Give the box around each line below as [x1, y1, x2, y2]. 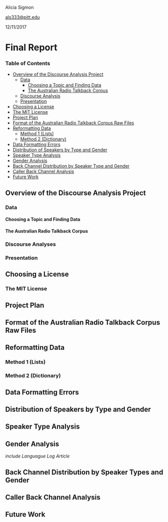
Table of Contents [5, 60, 51, 67]
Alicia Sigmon [5, 5, 34, 10]
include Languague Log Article [5, 453, 70, 459]
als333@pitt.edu [5, 14, 40, 20]
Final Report [5, 42, 57, 53]
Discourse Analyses [5, 241, 56, 248]
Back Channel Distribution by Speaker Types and [5, 468, 163, 476]
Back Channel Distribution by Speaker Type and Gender [12, 163, 130, 169]
